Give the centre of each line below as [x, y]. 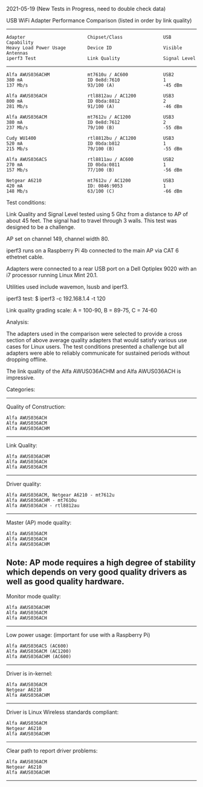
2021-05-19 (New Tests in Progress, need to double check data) [86, 9]
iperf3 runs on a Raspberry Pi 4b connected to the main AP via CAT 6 [93, 250]
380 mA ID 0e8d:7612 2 [86, 122]
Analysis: [18, 322]
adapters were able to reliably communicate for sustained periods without [98, 353]
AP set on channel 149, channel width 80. [58, 239]
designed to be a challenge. [41, 227]
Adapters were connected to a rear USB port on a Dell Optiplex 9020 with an [101, 268]
